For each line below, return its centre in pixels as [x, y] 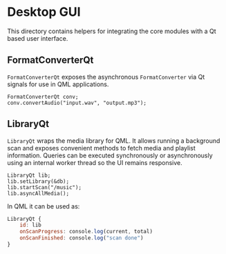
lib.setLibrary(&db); [38, 181]
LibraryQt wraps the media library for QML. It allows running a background [114, 140]
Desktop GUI [44, 12]
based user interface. [38, 38]
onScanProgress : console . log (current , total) [86, 232]
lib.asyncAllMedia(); [38, 193]
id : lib [30, 225]
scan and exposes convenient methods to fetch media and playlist [101, 148]
